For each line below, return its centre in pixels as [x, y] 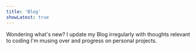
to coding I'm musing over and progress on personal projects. [82, 40]
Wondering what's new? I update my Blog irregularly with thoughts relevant [98, 34]
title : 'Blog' [24, 12]
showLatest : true [28, 17]
